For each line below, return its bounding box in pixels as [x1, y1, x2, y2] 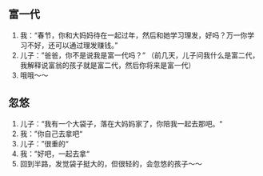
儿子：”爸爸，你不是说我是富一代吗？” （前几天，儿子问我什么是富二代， [19, 50, 260, 60]
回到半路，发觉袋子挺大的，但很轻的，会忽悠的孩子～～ [19, 158, 202, 168]
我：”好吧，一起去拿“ [19, 149, 90, 158]
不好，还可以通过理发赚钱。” [26, 40, 118, 50]
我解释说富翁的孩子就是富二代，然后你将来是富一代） [19, 60, 196, 70]
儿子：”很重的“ [19, 138, 70, 148]
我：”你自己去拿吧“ [19, 129, 83, 138]
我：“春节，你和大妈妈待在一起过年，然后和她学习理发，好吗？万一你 [19, 30, 248, 40]
